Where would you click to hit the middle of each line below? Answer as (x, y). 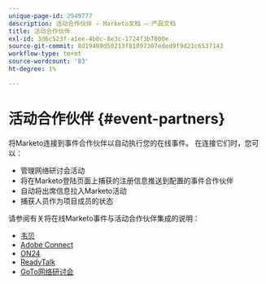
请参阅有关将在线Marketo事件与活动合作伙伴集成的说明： (105, 218)
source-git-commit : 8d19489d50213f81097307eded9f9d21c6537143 (116, 46)
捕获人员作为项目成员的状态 (67, 201)
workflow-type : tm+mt (45, 54)
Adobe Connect (46, 244)
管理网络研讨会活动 (52, 170)
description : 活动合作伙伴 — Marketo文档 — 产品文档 (92, 24)
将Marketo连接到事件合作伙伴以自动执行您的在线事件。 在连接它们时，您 (130, 142)
